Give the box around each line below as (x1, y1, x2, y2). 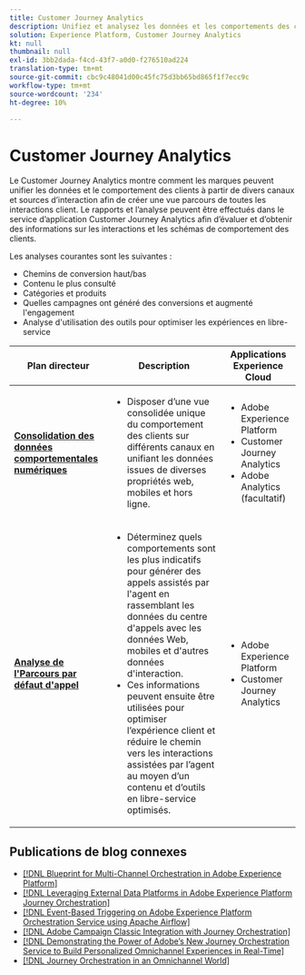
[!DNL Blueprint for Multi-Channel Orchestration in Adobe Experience (22, 868, 282, 879)
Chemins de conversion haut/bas (22, 269, 147, 279)
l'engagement (22, 307, 75, 319)
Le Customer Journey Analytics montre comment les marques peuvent (9, 175, 274, 187)
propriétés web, (126, 475, 194, 488)
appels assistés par (126, 576, 210, 589)
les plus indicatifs (126, 554, 202, 566)
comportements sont (126, 543, 216, 555)
